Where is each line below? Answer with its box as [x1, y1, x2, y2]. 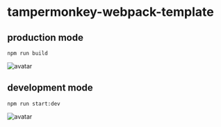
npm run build [7, 50, 49, 57]
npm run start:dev [7, 100, 60, 107]
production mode [7, 32, 83, 43]
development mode [7, 82, 94, 94]
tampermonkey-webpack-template [7, 4, 214, 20]
